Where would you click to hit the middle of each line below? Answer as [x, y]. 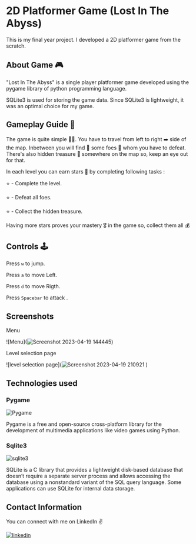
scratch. [16, 46]
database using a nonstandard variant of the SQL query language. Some [94, 482]
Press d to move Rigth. [33, 286]
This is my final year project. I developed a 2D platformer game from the [94, 39]
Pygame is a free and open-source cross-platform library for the [84, 424]
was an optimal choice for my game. [50, 106]
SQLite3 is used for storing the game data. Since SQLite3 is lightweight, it [95, 100]
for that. [16, 160]
